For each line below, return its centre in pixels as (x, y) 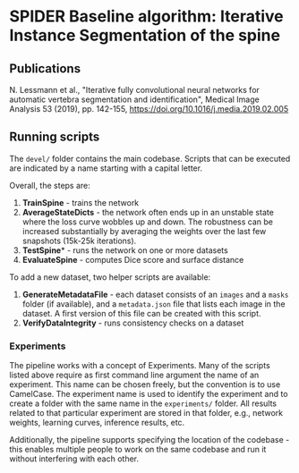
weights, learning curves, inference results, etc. (97, 423)
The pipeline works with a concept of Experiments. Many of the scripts (140, 366)
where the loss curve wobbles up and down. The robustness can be (147, 222)
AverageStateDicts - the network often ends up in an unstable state (148, 212)
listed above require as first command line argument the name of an (134, 375)
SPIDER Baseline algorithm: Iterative (146, 17)
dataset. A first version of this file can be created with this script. (141, 313)
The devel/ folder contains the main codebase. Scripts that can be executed (150, 158)
